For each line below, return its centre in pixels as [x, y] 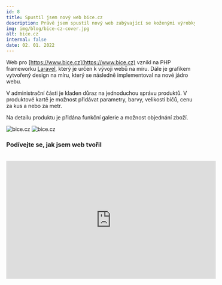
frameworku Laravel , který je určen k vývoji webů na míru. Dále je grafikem [98, 68]
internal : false [26, 40]
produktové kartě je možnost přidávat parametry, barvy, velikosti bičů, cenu [99, 99]
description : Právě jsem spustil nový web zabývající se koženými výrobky [101, 23]
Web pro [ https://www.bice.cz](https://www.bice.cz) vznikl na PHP [89, 62]
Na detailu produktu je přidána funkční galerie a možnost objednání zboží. [97, 117]
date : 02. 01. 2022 [31, 46]
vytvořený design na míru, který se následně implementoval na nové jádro [97, 75]
